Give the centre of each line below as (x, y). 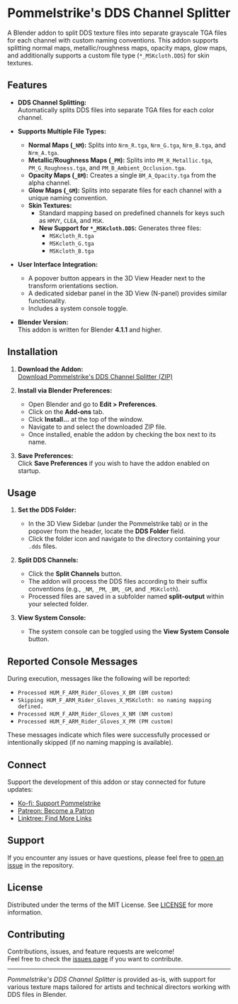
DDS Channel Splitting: (52, 102)
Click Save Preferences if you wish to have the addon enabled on (114, 463)
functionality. (47, 300)
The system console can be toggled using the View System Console (129, 632)
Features (27, 86)
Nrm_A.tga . (44, 152)
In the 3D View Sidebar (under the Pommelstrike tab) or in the (118, 524)
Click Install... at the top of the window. (86, 419)
